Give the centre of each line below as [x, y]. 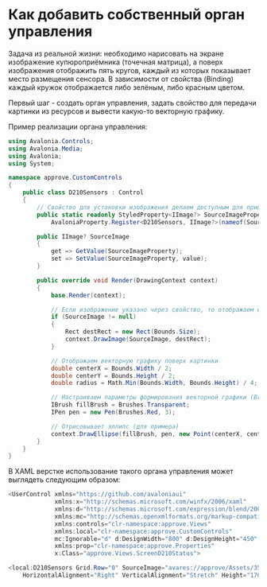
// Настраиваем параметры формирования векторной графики [149, 398]
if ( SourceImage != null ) [93, 317]
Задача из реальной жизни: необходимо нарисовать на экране [116, 53]
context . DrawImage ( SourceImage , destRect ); [138, 340]
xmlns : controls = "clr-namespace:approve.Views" [133, 524]
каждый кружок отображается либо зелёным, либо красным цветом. [126, 87]
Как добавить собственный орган [126, 15]
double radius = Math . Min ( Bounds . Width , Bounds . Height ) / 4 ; [154, 383]
